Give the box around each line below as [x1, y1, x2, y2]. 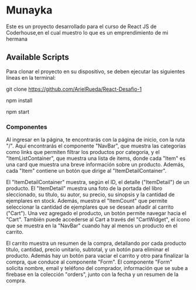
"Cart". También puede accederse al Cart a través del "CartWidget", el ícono [6, 216, 190, 223]
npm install [6, 97, 33, 104]
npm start [6, 108, 30, 115]
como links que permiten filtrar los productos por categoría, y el [6, 149, 160, 156]
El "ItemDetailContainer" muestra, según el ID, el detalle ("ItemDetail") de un [6, 179, 190, 186]
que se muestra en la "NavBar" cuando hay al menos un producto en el [6, 222, 177, 229]
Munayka [6, 4, 53, 17]
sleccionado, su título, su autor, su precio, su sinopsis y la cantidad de [6, 191, 175, 198]
